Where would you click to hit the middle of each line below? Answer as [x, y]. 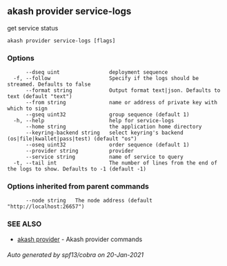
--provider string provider [80, 151]
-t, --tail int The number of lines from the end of [115, 163]
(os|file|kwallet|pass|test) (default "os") [72, 139]
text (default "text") [40, 97]
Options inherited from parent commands [78, 187]
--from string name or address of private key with [121, 103]
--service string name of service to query [105, 157]
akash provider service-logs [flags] [61, 41]
